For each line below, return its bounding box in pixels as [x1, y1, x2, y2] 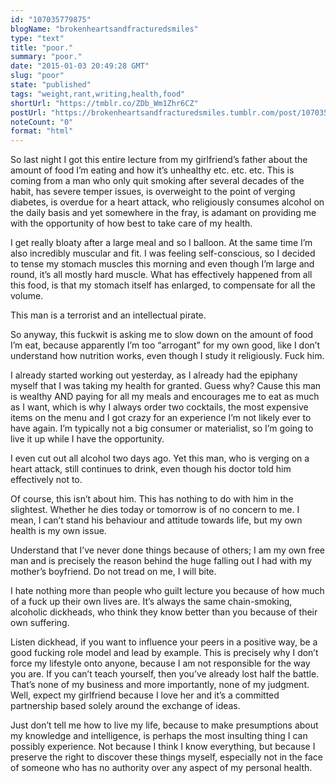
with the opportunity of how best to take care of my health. [10, 217, 253, 230]
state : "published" [10, 80, 92, 90]
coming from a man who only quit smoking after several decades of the [10, 175, 305, 187]
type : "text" [10, 33, 65, 43]
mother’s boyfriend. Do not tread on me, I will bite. [10, 566, 217, 578]
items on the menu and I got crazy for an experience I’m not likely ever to [10, 412, 312, 424]
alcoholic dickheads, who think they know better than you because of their [10, 606, 318, 618]
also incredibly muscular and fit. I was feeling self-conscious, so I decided [10, 247, 316, 260]
